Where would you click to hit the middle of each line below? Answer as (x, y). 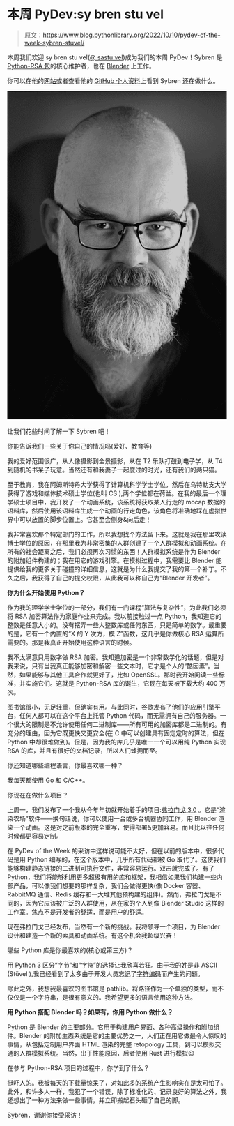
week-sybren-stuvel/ (54, 43)
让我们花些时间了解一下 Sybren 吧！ (59, 431)
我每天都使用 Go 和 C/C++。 (48, 780)
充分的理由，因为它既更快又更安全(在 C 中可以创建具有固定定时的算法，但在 (116, 733)
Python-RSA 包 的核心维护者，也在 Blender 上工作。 (81, 66)
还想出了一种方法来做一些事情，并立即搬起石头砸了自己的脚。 (96, 1100)
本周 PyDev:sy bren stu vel (86, 14)
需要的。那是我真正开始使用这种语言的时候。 (71, 643)
